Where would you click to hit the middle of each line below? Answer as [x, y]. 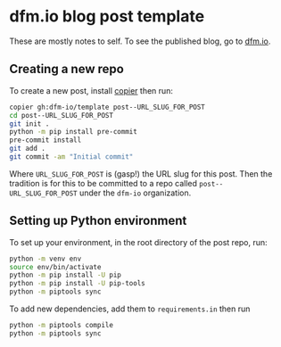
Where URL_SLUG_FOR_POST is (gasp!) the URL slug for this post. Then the [141, 173]
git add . [28, 149]
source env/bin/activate [55, 267]
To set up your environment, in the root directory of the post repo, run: [138, 242]
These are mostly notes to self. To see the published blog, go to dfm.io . [140, 41]
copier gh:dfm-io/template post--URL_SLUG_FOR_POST [107, 107]
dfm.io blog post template [107, 17]
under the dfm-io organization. [135, 193]
